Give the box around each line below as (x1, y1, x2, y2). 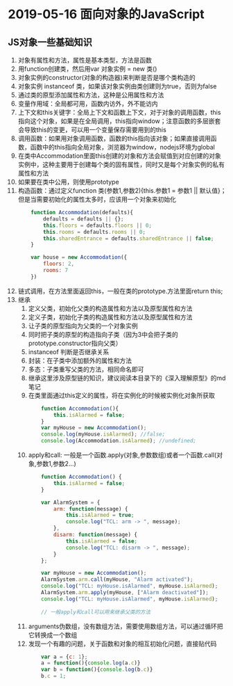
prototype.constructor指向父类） (28, 339, 122, 347)
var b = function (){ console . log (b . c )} (41, 666, 153, 673)
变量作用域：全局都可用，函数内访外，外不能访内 (17, 99, 158, 108)
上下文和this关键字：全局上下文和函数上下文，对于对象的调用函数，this (17, 109, 221, 116)
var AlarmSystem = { (41, 499, 101, 506)
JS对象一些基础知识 (8, 36, 93, 48)
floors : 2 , (43, 260, 75, 268)
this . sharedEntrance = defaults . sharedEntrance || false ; (43, 234, 214, 242)
